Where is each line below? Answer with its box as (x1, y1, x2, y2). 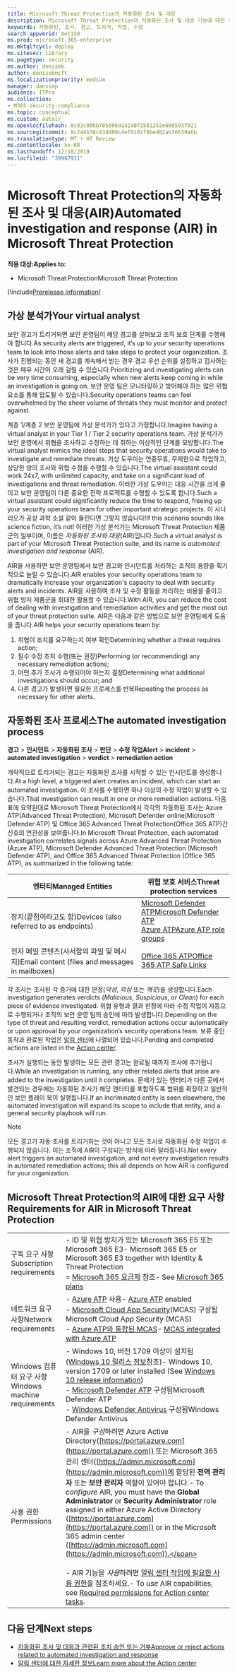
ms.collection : (7, 96, 52, 103)
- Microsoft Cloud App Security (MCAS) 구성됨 (65, 1305, 218, 1314)
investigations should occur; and (17, 676, 113, 684)
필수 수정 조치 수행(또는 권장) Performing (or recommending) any (17, 651, 200, 660)
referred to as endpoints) (11, 921, 94, 931)
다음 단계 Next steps (7, 1622, 93, 1634)
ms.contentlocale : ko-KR (7, 142, 80, 149)
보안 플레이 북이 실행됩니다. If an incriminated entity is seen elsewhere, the (14, 1093, 226, 1102)
